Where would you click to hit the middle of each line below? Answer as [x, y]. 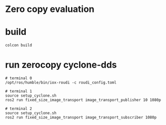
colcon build [19, 45]
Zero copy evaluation [50, 9]
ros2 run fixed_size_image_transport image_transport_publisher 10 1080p [83, 100]
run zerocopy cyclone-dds [61, 65]
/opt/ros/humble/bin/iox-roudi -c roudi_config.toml [61, 83]
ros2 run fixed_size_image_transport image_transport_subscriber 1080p [81, 118]
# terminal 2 [19, 109]
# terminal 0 [19, 78]
